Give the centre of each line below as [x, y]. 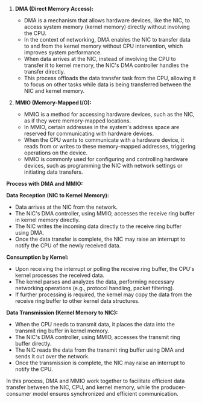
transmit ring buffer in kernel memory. [62, 331]
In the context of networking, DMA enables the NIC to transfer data [107, 40]
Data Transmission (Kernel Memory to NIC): [62, 313]
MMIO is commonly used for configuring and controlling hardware [106, 159]
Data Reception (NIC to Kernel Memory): [58, 195]
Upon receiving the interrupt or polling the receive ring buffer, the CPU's [105, 269]
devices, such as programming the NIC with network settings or [103, 166]
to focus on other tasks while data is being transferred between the [108, 84]
